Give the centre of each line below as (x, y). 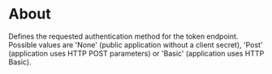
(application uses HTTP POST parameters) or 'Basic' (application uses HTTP (136, 53)
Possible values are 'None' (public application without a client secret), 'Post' (136, 44)
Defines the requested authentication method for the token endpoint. (123, 36)
